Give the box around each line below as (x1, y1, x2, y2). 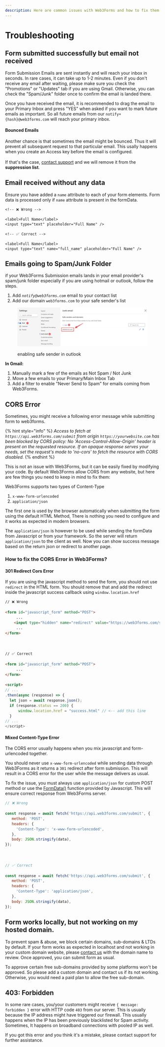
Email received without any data (5, 178, 106, 187)
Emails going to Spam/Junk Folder (5, 260, 112, 268)
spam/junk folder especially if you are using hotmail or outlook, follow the (5, 278, 154, 284)
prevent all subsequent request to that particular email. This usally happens (5, 143, 158, 149)
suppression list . (5, 164, 40, 170)
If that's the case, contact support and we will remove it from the (5, 159, 136, 165)
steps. (5, 283, 18, 289)
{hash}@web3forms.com (5, 117, 50, 122)
